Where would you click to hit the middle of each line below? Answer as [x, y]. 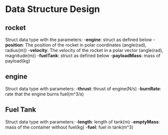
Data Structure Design [53, 9]
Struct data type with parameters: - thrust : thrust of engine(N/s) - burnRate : [83, 88]
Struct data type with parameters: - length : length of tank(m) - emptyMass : [82, 121]
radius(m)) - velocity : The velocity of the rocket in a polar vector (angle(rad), [84, 50]
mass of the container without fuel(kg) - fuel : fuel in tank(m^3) [69, 127]
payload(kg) [18, 61]
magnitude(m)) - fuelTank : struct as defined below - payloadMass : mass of [83, 55]
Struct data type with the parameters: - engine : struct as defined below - [80, 39]
